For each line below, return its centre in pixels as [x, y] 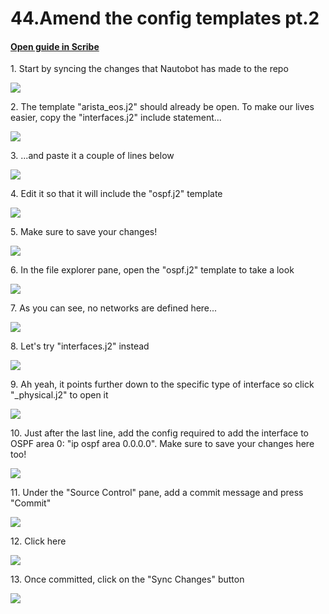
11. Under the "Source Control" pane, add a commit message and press [157, 493]
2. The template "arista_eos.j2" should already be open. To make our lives [162, 107]
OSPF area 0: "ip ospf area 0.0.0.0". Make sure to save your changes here [162, 444]
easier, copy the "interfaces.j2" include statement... [116, 118]
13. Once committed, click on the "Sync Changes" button [127, 579]
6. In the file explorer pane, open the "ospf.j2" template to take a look [152, 270]
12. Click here [38, 541]
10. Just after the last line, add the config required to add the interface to [160, 433]
